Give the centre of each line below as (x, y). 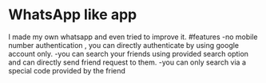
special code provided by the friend (67, 70)
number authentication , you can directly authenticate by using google (124, 45)
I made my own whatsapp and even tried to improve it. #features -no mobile (133, 37)
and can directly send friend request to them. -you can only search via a (127, 62)
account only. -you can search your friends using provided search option (129, 53)
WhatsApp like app (73, 15)
